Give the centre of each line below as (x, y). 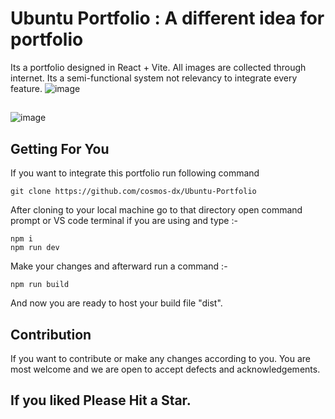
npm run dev (35, 248)
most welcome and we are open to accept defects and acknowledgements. (165, 369)
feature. (26, 88)
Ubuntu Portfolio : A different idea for (167, 18)
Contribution (51, 334)
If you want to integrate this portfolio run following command (135, 173)
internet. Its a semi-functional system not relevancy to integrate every (154, 78)
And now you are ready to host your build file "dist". (116, 303)
